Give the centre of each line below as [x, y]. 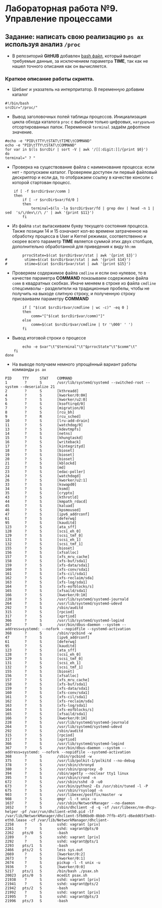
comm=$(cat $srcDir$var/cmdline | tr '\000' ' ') [82, 325]
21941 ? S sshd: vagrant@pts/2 [52, 884]
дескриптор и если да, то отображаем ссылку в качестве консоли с [83, 177]
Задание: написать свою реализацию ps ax [74, 37]
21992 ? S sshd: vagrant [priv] [53, 892]
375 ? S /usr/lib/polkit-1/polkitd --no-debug [70, 761]
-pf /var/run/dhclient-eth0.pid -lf [57, 812]
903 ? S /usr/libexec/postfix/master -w [64, 795]
